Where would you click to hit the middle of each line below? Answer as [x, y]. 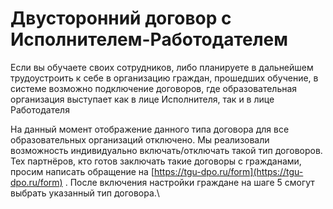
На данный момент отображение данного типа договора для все [150, 129]
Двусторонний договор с [121, 18]
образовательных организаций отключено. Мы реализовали [140, 139]
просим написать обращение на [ [82, 171]
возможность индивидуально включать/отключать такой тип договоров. [166, 150]
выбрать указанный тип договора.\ [85, 193]
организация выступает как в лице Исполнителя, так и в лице [142, 99]
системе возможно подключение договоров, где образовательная [154, 88]
